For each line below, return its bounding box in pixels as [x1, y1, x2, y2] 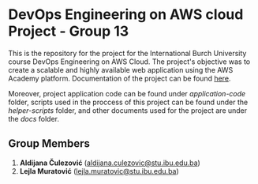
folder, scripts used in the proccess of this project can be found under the [8, 97, 249, 107]
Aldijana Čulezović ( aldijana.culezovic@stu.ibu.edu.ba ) [19, 158, 201, 167]
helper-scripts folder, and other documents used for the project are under [8, 105, 248, 115]
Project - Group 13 [8, 22, 129, 40]
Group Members [8, 137, 91, 151]
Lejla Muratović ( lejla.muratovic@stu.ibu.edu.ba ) [19, 166, 179, 175]
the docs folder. [8, 114, 60, 123]
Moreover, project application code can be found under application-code [8, 88, 246, 98]
